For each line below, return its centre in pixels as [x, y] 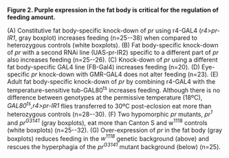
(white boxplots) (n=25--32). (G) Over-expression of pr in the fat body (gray [115, 130]
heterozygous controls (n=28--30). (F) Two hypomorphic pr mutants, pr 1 [110, 114]
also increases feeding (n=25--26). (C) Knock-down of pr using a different [112, 60]
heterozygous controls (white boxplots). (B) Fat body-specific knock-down [113, 45]
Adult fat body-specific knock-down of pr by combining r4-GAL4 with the [111, 81]
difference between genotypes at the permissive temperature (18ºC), [105, 97]
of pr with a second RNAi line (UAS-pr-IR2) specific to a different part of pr [113, 52]
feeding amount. [32, 17]
